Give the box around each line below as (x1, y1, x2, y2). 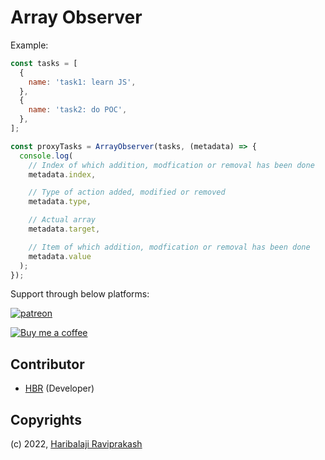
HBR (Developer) (24, 382, 95, 395)
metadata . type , (28, 197, 92, 207)
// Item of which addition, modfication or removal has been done (28, 242, 311, 252)
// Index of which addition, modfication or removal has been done (28, 160, 315, 170)
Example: (10, 39, 49, 51)
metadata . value (28, 251, 92, 261)
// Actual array (28, 215, 97, 225)
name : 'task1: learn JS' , (28, 77, 137, 87)
